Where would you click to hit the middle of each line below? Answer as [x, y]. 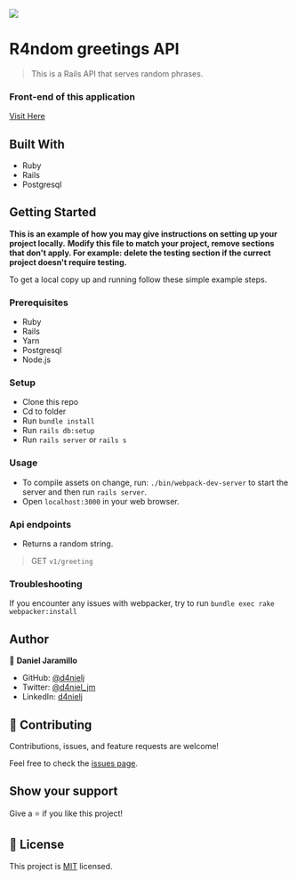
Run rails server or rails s [74, 440]
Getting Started [53, 212]
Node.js [36, 359]
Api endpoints [40, 524]
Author [29, 639]
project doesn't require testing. [68, 262]
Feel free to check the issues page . [73, 763]
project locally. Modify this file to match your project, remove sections [142, 243]
